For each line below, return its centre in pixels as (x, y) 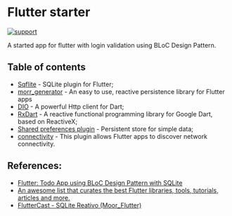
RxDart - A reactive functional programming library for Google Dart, (115, 114)
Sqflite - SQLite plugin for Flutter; (65, 84)
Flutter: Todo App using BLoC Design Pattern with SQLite (100, 182)
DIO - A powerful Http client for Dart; (71, 107)
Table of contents (46, 67)
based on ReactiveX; (47, 121)
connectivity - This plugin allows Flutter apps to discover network (112, 136)
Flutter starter (49, 12)
